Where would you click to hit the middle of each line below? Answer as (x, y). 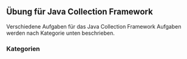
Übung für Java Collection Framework (80, 12)
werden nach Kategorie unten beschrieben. (61, 33)
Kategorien (23, 49)
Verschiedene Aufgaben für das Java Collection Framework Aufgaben (94, 26)
